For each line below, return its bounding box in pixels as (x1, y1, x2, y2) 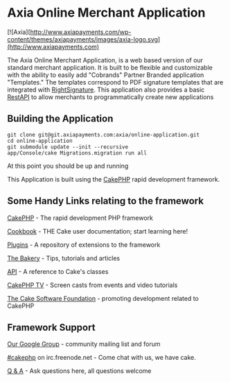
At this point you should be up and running (7, 162, 129, 170)
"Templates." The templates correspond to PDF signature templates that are (7, 78, 224, 86)
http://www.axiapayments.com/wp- (30, 28, 132, 36)
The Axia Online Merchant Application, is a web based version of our (7, 55, 203, 64)
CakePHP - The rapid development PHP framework (7, 214, 154, 222)
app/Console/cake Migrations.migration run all (7, 149, 148, 157)
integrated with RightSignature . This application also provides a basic (7, 85, 205, 94)
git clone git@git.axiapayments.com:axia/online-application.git (7, 131, 200, 138)
